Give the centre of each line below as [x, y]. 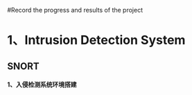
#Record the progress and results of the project [75, 10]
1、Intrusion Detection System [96, 40]
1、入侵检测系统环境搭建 [42, 85]
